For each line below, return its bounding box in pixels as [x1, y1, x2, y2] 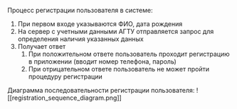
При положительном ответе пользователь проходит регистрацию [28, 50, 230, 58]
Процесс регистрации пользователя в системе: [7, 6, 153, 14]
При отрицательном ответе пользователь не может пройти [28, 65, 210, 73]
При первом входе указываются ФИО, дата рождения [17, 20, 183, 28]
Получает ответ [17, 42, 66, 50]
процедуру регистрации [28, 72, 102, 81]
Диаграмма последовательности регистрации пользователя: [7, 86, 195, 94]
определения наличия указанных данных [17, 35, 144, 43]
